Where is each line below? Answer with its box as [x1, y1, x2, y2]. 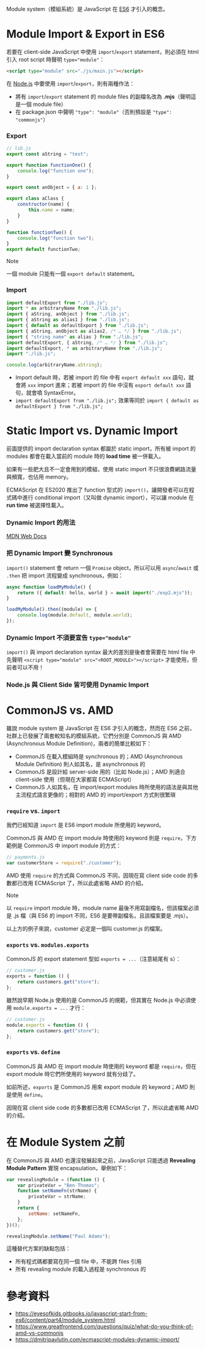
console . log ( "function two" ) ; [17, 235, 95, 241]
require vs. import [6, 807, 61, 815]
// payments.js [6, 854, 45, 861]
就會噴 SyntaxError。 [26, 389, 80, 397]
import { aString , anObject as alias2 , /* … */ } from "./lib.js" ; [6, 328, 182, 334]
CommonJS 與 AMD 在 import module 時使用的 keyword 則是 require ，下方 [6, 834, 197, 842]
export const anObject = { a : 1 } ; [6, 184, 97, 191]
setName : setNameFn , [28, 1211, 81, 1217]
